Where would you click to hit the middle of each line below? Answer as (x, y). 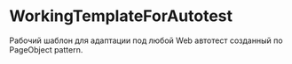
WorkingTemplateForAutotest (121, 16)
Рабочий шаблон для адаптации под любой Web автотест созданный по (146, 40)
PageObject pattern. (46, 49)
